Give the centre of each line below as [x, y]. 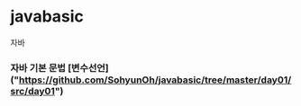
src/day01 [32, 91]
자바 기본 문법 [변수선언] [59, 67]
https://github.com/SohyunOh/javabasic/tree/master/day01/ [155, 80]
